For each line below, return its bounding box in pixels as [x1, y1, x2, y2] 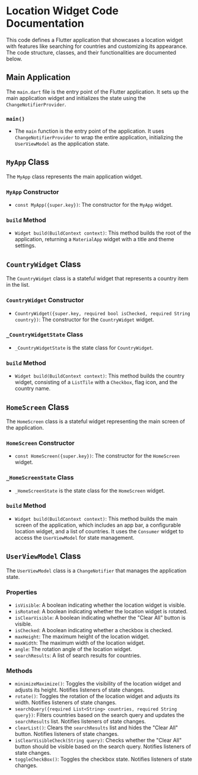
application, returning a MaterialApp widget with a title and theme [14, 236, 174, 243]
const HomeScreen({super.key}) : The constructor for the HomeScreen [14, 452, 180, 460]
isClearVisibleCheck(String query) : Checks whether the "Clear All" [14, 736, 182, 744]
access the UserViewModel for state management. [14, 534, 135, 541]
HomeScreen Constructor [6, 438, 75, 447]
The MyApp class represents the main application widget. [6, 173, 143, 180]
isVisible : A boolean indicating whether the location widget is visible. [14, 601, 186, 609]
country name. [14, 385, 51, 392]
